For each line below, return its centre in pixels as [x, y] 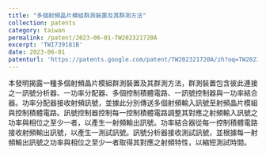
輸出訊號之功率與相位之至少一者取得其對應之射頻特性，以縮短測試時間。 [133, 142]
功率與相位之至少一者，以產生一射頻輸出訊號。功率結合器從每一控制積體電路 [133, 122]
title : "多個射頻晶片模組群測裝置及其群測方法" [77, 15]
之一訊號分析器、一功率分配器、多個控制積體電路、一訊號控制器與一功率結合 [133, 92]
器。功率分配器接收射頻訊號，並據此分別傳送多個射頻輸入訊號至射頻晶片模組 [133, 103]
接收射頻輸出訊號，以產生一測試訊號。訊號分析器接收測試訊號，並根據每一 [129, 132]
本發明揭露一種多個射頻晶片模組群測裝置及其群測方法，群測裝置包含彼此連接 [133, 83]
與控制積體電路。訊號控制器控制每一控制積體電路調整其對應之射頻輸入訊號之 [133, 112]
